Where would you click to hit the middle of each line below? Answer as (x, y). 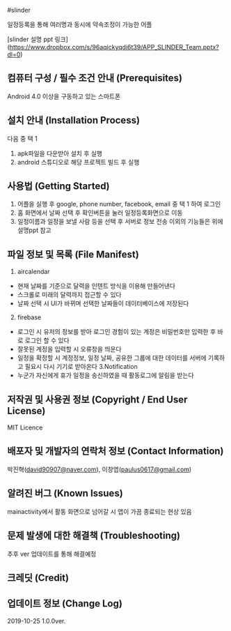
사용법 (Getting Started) (58, 187)
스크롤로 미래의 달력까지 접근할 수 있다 (69, 295)
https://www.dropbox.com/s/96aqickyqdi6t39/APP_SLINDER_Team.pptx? (114, 47)
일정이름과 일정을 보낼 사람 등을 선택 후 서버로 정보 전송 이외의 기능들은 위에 (120, 222)
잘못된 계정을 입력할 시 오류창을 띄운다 (69, 349)
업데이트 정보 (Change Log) (65, 603)
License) (26, 411)
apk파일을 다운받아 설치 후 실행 (60, 153)
